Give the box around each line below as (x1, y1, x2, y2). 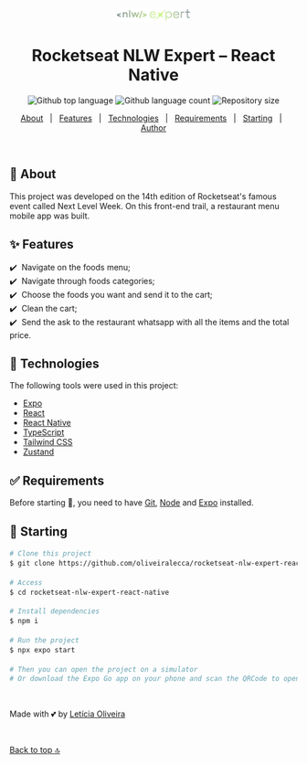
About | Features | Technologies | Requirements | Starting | (20, 112, 282, 123)
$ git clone (9, 558, 55, 568)
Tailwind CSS (22, 437, 73, 448)
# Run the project (9, 635, 79, 645)
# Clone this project (9, 549, 92, 558)
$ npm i (9, 617, 39, 626)
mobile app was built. (9, 210, 90, 221)
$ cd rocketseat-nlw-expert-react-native (9, 588, 170, 597)
